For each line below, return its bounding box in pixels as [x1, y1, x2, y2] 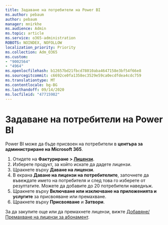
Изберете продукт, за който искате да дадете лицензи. [12, 161, 132, 167]
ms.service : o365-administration [5, 36, 76, 41]
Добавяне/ [126, 209, 150, 215]
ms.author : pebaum [5, 12, 44, 17]
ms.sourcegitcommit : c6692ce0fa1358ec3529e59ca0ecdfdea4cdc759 [5, 73, 142, 78]
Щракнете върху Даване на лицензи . [12, 167, 95, 173]
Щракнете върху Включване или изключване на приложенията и [12, 188, 157, 194]
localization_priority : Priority [5, 45, 76, 50]
